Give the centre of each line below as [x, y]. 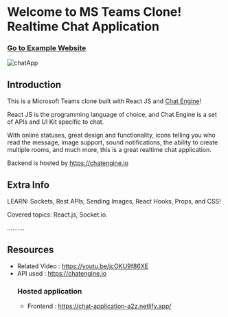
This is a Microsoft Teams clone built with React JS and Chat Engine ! [104, 101]
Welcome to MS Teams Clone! [94, 12]
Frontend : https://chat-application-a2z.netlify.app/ [99, 306]
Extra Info [28, 185]
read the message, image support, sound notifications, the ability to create [113, 142]
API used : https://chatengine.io [62, 273]
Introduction [34, 84]
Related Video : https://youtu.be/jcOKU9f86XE [83, 266]
